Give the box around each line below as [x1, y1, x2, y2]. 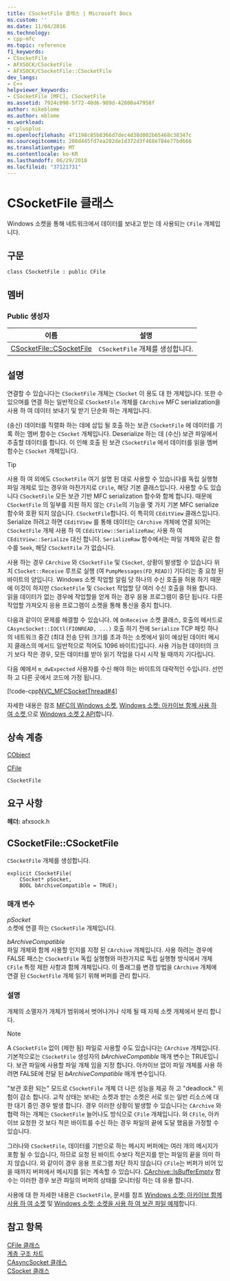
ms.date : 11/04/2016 [7, 23, 67, 30]
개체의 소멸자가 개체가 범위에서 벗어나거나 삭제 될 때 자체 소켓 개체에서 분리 [7, 1007, 209, 1015]
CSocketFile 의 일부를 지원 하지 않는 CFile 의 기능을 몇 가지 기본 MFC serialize [7, 500, 219, 509]
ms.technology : [7, 29, 51, 36]
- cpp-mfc [7, 36, 36, 43]
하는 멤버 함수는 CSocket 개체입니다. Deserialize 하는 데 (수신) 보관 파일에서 [14, 429, 218, 437]
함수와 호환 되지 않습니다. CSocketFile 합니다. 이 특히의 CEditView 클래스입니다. [7, 509, 220, 517]
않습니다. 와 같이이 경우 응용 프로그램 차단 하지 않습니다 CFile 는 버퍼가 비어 [14, 1159, 216, 1167]
